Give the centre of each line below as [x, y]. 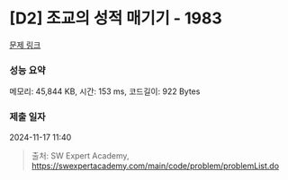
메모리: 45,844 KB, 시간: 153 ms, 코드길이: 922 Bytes [105, 91]
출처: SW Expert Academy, [80, 155]
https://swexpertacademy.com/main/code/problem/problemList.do [155, 166]
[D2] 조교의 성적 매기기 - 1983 [116, 18]
